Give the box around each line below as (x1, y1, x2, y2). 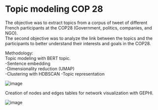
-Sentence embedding (5, 60, 51, 66)
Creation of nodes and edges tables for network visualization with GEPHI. (5, 90, 154, 96)
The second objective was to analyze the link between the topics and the (5, 35, 153, 41)
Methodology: (5, 50, 33, 56)
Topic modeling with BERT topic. (5, 55, 71, 61)
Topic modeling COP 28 (5, 3, 103, 15)
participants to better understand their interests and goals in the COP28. (5, 40, 151, 46)
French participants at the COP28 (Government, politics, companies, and (5, 25, 152, 30)
